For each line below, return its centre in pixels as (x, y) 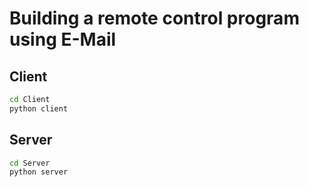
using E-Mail (63, 39)
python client (39, 108)
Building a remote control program (154, 18)
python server (39, 172)
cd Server (30, 163)
